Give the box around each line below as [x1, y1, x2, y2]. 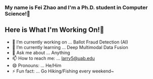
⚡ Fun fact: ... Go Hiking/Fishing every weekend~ [12, 68, 114, 74]
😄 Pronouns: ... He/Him [12, 62, 62, 68]
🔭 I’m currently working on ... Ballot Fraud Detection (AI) [12, 39, 128, 45]
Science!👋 [5, 10, 31, 17]
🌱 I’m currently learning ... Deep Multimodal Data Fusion [12, 44, 128, 50]
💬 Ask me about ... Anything [12, 49, 70, 55]
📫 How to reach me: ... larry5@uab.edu [12, 55, 95, 61]
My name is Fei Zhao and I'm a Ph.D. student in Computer [5, 4, 148, 11]
